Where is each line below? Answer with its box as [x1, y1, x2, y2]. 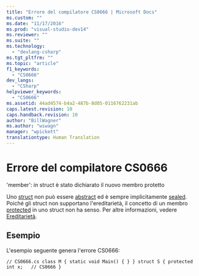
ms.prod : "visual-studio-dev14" [6, 26, 89, 33]
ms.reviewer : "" [6, 32, 48, 38]
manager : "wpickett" [6, 129, 59, 135]
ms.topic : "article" [6, 60, 59, 66]
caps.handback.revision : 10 [6, 112, 78, 118]
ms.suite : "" [6, 37, 40, 44]
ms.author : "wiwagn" [6, 123, 59, 129]
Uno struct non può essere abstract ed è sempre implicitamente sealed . [6, 193, 187, 200]
